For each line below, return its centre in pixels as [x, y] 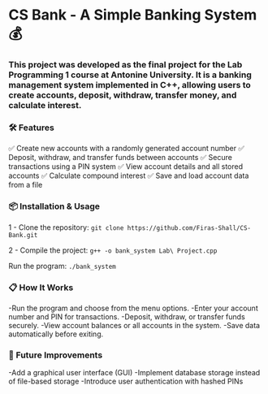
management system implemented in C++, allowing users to [130, 85]
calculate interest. [45, 106]
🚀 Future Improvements [56, 355]
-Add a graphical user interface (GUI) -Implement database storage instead [134, 373]
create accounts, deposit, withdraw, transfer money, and [123, 95]
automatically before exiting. [56, 334]
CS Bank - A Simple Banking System [133, 15]
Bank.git [23, 235]
